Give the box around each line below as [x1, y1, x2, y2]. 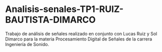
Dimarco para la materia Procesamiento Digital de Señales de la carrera [5, 36, 152, 42]
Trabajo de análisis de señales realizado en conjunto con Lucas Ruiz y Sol [5, 30, 157, 36]
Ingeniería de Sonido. [5, 41, 49, 47]
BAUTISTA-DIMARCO [5, 14, 96, 25]
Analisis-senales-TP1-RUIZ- [5, 3, 124, 15]
